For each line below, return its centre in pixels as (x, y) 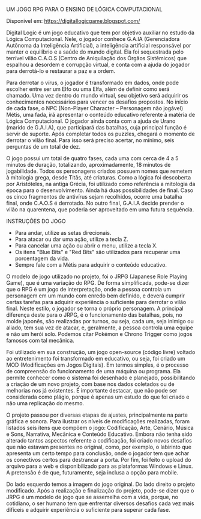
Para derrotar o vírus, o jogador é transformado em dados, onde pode (92, 82)
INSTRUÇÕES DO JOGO (36, 221)
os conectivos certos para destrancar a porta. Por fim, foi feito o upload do (99, 460)
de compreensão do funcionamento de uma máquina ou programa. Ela (94, 371)
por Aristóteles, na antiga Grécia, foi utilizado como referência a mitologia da (101, 184)
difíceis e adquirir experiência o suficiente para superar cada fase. (88, 510)
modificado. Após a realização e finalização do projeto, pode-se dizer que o (100, 490)
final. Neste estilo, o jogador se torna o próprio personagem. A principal (95, 308)
